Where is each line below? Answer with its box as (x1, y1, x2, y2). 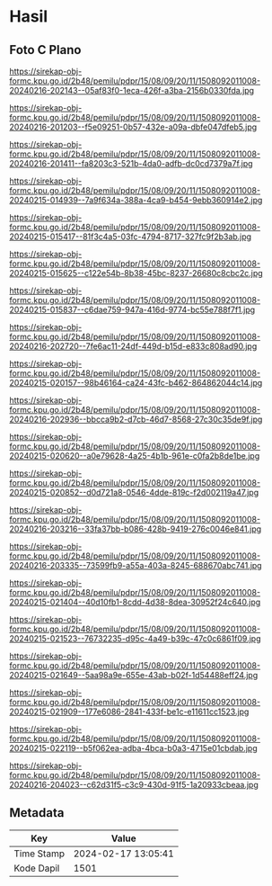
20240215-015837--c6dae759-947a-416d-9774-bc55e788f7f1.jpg (9, 304, 256, 315)
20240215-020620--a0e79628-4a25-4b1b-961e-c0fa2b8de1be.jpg (9, 451, 260, 461)
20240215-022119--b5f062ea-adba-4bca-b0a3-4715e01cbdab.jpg (9, 743, 258, 753)
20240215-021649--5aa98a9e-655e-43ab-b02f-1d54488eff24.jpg (9, 670, 259, 680)
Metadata (9, 805, 65, 820)
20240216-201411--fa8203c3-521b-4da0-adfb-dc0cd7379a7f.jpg (9, 158, 253, 168)
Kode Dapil (13, 862, 60, 874)
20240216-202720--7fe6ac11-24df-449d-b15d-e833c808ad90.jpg (9, 341, 258, 352)
